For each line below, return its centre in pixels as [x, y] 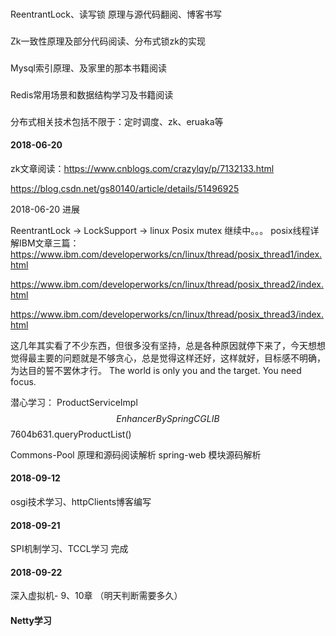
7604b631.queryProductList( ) [71, 434]
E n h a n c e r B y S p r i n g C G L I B [168, 418]
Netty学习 [31, 621]
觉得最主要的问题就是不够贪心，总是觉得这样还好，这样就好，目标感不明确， [168, 358]
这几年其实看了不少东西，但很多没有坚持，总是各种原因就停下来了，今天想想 [168, 345]
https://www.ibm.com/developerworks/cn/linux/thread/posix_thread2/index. [167, 284]
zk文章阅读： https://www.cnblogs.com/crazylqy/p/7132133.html [142, 168]
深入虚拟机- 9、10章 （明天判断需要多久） [96, 596]
